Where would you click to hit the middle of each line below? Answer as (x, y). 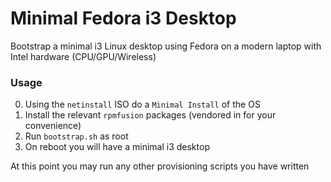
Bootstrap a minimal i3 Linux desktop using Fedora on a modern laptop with (166, 46)
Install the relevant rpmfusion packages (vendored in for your (150, 115)
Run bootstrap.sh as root (76, 136)
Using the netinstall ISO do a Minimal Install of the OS (142, 104)
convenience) (53, 126)
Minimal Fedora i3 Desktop (123, 18)
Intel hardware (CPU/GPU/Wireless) (83, 56)
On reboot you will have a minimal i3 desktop (117, 147)
